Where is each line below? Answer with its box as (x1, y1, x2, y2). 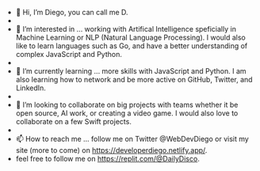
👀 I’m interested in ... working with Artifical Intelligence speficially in (15, 25, 236, 33)
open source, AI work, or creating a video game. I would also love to (15, 108, 239, 118)
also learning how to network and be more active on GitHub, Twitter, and (15, 75, 253, 84)
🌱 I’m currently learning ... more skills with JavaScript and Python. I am (15, 66, 247, 75)
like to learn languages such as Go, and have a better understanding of (15, 41, 248, 51)
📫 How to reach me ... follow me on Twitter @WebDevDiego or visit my (15, 135, 250, 143)
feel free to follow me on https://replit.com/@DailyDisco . (15, 154, 200, 163)
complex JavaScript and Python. (15, 50, 123, 59)
